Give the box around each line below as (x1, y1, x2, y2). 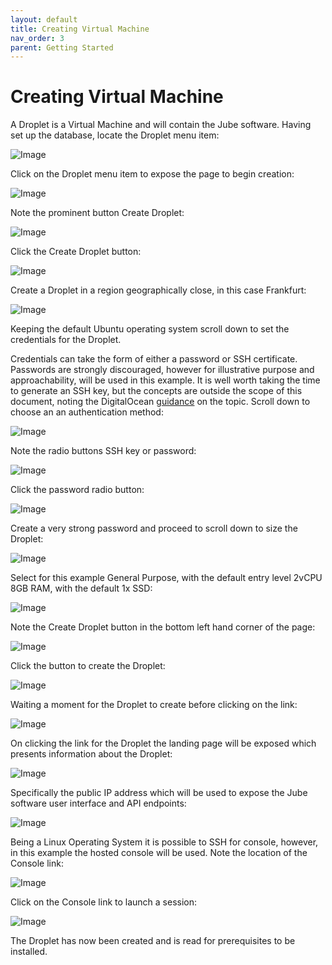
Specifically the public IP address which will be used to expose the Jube (10, 787, 308, 799)
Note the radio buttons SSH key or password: (10, 445, 197, 457)
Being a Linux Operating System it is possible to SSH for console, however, (10, 836, 319, 848)
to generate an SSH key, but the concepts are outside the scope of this (10, 385, 303, 397)
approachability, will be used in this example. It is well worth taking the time (10, 374, 321, 386)
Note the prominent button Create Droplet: (10, 207, 185, 219)
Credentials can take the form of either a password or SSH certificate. (10, 353, 298, 365)
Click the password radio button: (10, 484, 145, 496)
